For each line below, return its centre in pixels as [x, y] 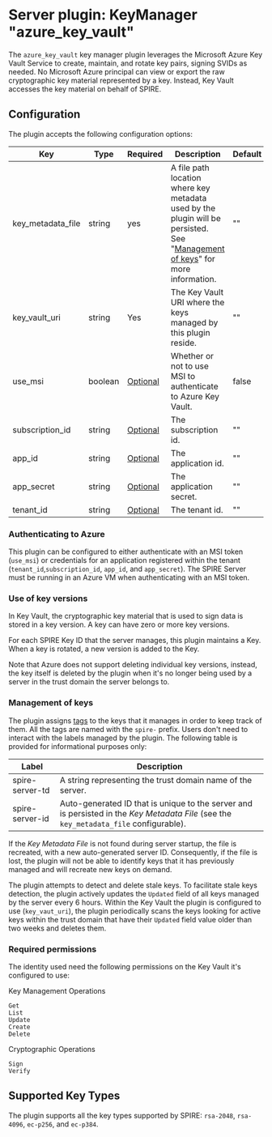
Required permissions [53, 949]
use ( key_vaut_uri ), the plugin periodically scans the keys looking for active [135, 911]
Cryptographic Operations [52, 1049]
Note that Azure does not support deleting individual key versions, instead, [133, 665]
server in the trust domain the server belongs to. [89, 682]
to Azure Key [195, 396]
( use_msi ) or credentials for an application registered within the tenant [125, 560]
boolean [104, 381]
